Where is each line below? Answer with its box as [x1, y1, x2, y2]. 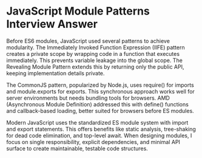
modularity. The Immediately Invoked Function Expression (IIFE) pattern [6, 44, 185, 51]
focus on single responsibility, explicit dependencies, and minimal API [6, 138, 181, 145]
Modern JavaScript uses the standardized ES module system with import [6, 118, 189, 126]
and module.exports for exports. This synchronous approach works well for [6, 88, 195, 95]
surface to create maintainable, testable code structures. [6, 145, 149, 152]
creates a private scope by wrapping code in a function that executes [6, 50, 180, 57]
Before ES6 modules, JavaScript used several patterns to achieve [6, 37, 170, 44]
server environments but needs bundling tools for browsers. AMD [6, 94, 170, 101]
